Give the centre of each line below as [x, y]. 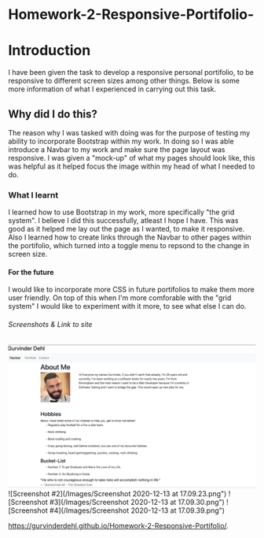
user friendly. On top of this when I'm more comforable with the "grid [120, 298]
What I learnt [33, 195]
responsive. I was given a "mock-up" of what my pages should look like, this [132, 158]
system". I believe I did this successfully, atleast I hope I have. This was [123, 221]
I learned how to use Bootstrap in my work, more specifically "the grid [121, 212]
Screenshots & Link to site [50, 325]
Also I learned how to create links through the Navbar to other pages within [130, 237]
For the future [31, 272]
